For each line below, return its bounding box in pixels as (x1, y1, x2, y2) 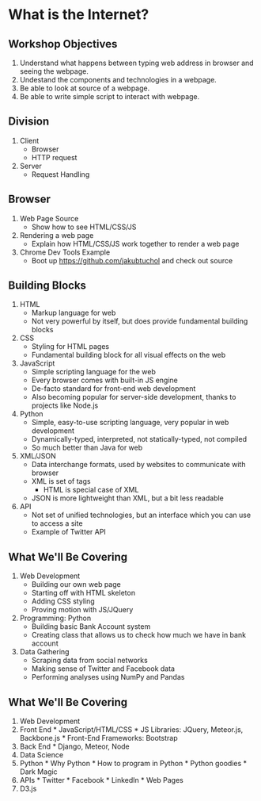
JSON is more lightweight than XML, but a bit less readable (31, 493, 224, 503)
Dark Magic (19, 767, 58, 776)
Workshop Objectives (8, 37, 118, 51)
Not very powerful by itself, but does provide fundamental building (31, 316, 248, 326)
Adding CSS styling (31, 596, 95, 606)
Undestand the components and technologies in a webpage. (19, 75, 217, 84)
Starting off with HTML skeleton (31, 588, 136, 598)
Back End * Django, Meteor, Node (19, 742, 130, 751)
